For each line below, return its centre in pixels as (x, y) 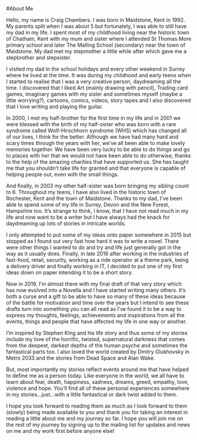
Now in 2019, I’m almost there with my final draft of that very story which (94, 284)
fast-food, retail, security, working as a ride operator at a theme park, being (98, 260)
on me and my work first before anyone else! (60, 431)
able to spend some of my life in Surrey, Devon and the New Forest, (88, 205)
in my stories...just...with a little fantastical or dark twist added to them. (92, 394)
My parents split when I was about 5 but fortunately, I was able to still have (96, 26)
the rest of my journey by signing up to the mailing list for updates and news (98, 425)
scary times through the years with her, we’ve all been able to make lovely (96, 143)
